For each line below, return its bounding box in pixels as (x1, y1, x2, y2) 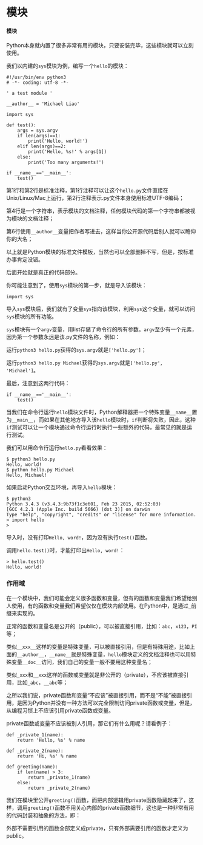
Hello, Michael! (6, 472, 47, 479)
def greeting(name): (6, 764, 59, 770)
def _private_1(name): (6, 731, 64, 738)
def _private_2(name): (6, 748, 64, 754)
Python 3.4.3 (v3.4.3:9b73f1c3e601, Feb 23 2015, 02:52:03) (6, 501, 162, 507)
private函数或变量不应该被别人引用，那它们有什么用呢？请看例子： (6, 719, 173, 727)
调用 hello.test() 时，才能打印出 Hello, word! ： (6, 547, 125, 554)
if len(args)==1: (17, 133, 61, 139)
